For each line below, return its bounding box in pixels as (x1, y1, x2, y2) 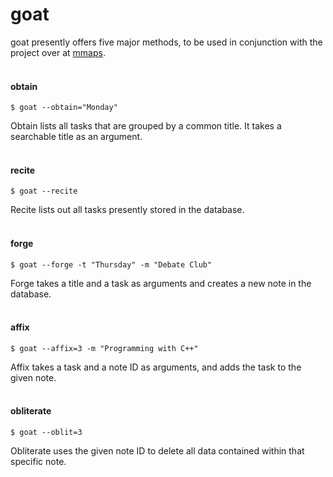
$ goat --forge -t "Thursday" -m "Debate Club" (10, 259, 213, 270)
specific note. (10, 455, 67, 467)
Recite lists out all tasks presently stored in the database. (10, 204, 245, 216)
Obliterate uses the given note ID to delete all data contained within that (10, 444, 305, 457)
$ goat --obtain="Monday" (10, 103, 118, 113)
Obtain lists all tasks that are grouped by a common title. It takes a (10, 120, 282, 132)
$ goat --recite (10, 186, 78, 197)
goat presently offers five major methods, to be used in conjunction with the (10, 36, 323, 48)
